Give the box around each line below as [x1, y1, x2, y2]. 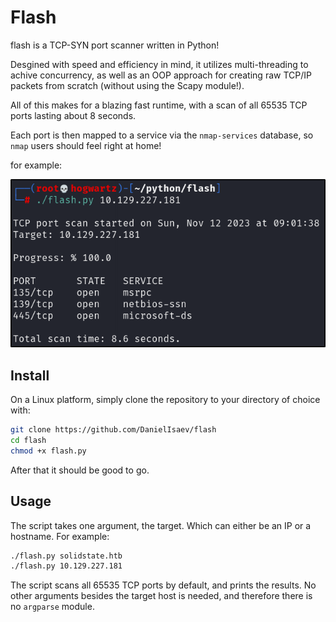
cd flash [10, 435, 47, 445]
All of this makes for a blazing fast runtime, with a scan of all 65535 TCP [10, 99, 308, 111]
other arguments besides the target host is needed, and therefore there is [10, 590, 313, 602]
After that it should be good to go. [10, 464, 150, 476]
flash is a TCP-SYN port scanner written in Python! [10, 39, 220, 51]
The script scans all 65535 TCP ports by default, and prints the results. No [10, 579, 317, 591]
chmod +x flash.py [10, 446, 87, 456]
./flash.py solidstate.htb [10, 551, 123, 561]
